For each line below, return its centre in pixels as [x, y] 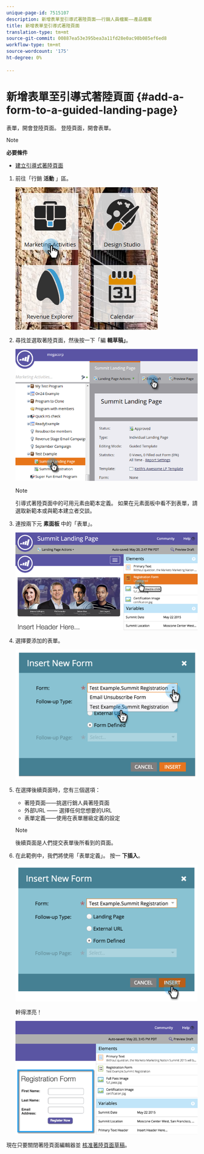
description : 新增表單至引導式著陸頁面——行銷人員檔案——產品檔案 [79, 19]
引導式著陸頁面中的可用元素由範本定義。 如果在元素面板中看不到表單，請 [106, 503]
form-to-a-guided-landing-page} [92, 110]
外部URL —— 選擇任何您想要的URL [68, 810]
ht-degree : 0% [24, 58]
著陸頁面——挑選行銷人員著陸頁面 [67, 803]
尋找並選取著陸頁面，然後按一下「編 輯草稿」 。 [73, 340]
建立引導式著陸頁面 [39, 165]
